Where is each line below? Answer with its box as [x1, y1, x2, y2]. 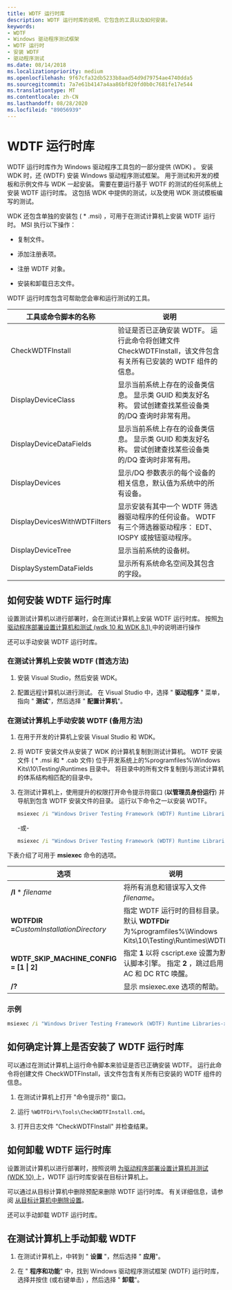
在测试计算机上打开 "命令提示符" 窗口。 [17, 1092, 130, 1101]
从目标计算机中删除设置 [14, 1196, 81, 1204]
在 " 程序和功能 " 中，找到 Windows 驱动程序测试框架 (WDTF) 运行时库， [17, 1267, 223, 1275]
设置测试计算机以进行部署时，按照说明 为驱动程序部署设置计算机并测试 [7, 1164, 209, 1172]
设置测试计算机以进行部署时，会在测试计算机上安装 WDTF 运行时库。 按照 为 [7, 614, 224, 623]
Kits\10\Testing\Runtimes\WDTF [123, 936, 228, 945]
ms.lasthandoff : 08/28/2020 [7, 100, 88, 107]
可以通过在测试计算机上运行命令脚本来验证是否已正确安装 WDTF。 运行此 [7, 1061, 216, 1069]
